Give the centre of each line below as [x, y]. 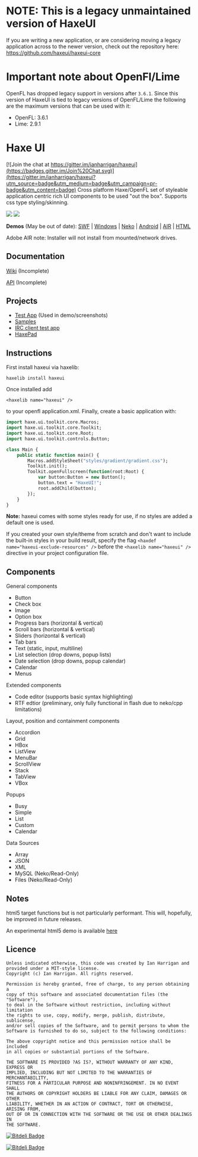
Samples [25, 322]
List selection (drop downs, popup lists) [63, 655]
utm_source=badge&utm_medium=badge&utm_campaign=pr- [82, 183]
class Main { [22, 450]
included [17, 1046]
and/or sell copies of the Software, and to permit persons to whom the [98, 1025]
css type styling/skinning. [38, 202]
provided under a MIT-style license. [53, 968]
